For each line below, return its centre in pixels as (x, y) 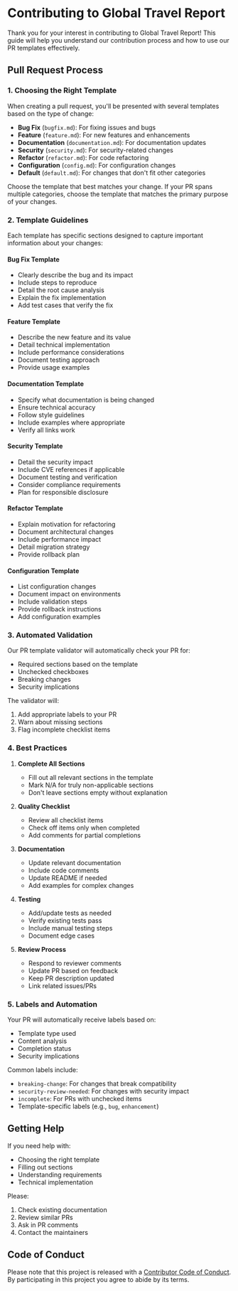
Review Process (42, 949)
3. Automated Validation (50, 636)
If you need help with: (39, 1145)
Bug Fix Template (34, 259)
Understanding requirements (60, 1174)
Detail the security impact (55, 462)
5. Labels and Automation (53, 1004)
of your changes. (32, 201)
